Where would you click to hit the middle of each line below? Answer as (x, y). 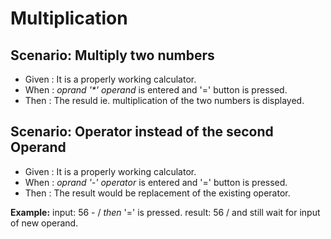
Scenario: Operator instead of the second (142, 132)
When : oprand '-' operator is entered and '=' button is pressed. (156, 182)
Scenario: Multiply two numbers (112, 55)
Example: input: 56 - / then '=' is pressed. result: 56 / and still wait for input (165, 212)
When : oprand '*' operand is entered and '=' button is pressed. (156, 90)
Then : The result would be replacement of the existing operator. (157, 193)
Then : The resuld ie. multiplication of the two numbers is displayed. (164, 100)
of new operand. (44, 223)
